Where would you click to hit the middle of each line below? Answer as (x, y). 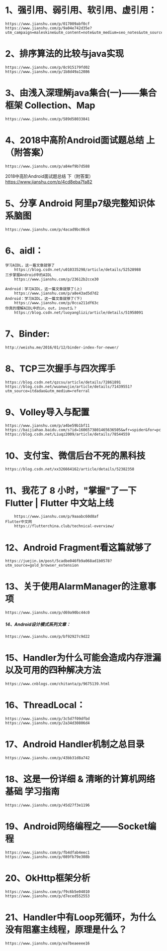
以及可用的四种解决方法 (53, 670)
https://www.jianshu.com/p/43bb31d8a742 (48, 758)
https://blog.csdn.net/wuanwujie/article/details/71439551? (69, 386)
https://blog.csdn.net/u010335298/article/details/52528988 (78, 269)
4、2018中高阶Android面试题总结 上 (80, 140)
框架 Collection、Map (50, 106)
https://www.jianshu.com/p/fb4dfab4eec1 (48, 852)
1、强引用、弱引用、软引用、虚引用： (81, 10)
